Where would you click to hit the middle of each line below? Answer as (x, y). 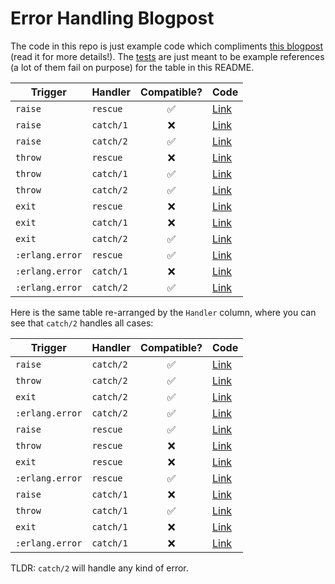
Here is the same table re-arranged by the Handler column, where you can (163, 312)
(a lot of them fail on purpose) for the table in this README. (132, 67)
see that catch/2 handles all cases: (82, 323)
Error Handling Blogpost (112, 18)
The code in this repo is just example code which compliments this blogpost (167, 46)
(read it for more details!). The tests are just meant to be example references (167, 56)
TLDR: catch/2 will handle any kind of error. (99, 568)
